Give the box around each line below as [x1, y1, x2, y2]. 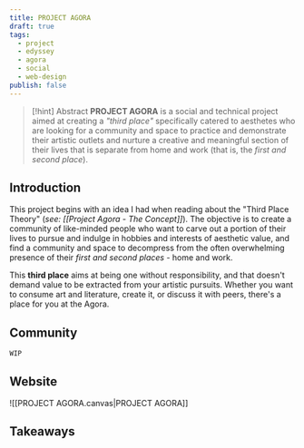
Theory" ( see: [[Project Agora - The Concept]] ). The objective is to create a [9, 214, 292, 225]
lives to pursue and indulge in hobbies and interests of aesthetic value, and [9, 233, 290, 244]
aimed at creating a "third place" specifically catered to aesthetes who [31, 115, 296, 126]
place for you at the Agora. [9, 298, 110, 309]
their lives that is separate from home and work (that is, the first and [31, 144, 287, 155]
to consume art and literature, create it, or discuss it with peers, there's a [9, 289, 281, 300]
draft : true [9, 22, 54, 31]
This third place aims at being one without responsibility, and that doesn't [9, 269, 286, 281]
